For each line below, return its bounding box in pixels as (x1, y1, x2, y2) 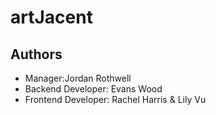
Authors (10, 46, 63, 63)
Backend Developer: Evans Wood (24, 83, 163, 95)
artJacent (10, 6, 93, 29)
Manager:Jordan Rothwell (24, 72, 132, 84)
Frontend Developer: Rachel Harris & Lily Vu (24, 94, 207, 105)
